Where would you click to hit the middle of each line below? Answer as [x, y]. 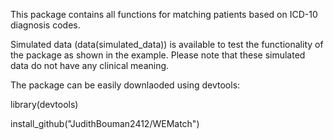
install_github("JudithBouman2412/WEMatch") [105, 123]
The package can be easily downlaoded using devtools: [125, 85]
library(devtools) [44, 104]
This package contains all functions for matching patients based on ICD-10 [164, 14]
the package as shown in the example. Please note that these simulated [158, 55]
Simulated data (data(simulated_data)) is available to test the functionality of [167, 44]
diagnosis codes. [45, 25]
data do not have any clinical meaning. [90, 65]
